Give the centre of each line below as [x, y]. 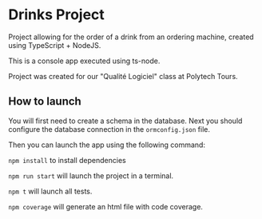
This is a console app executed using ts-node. [84, 61]
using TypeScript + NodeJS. [55, 45]
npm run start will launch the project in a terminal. [91, 175]
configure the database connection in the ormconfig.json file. [109, 129]
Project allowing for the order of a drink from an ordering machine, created [131, 37]
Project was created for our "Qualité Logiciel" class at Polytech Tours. [123, 76]
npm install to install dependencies [67, 160]
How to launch [45, 102]
